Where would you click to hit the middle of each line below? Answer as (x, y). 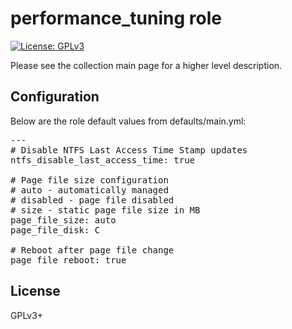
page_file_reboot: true (68, 260)
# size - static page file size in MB (105, 210)
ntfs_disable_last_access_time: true (103, 160)
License (35, 291)
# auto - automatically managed (89, 190)
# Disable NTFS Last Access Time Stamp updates (129, 150)
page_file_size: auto (63, 220)
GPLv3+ (27, 315)
